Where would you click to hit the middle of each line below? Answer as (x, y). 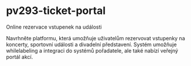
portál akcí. (20, 57)
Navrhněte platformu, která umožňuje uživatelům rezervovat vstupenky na (96, 38)
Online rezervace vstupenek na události (54, 27)
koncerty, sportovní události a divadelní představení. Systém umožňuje (91, 44)
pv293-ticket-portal (56, 11)
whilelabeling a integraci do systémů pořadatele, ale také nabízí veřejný (92, 50)
